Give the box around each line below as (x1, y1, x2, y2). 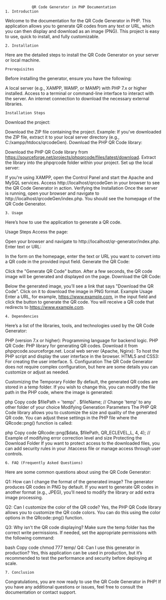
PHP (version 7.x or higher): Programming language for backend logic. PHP (5, 338, 159, 343)
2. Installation (5, 43, 39, 48)
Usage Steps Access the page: (5, 229, 68, 234)
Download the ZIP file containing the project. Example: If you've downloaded (5, 129, 162, 135)
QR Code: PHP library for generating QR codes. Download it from (5, 343, 138, 349)
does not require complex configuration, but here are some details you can (5, 364, 158, 370)
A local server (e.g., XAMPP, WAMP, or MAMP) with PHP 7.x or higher (5, 85, 147, 91)
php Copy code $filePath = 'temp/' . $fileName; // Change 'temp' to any (5, 399, 152, 405)
